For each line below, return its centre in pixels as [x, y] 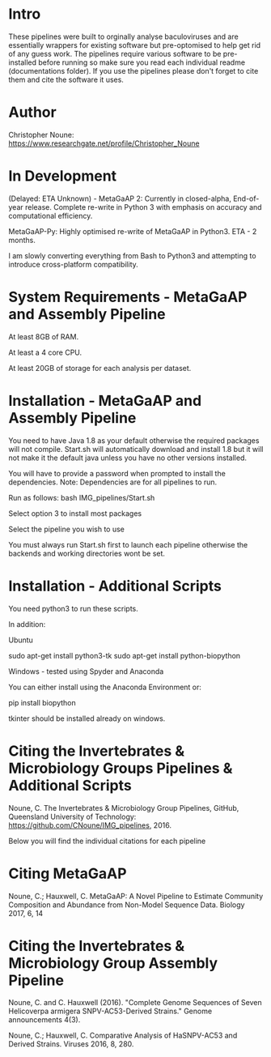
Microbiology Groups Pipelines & [121, 768]
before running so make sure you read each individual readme [142, 62]
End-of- [246, 198]
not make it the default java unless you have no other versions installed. [128, 458]
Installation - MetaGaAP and [105, 401]
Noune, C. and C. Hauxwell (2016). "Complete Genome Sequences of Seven [135, 1003]
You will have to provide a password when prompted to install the [117, 473]
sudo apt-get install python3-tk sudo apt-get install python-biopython [125, 655]
